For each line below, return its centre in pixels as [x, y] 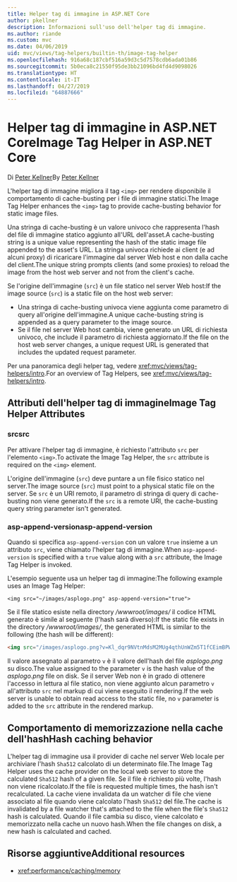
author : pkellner [33, 20]
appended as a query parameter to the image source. [95, 322]
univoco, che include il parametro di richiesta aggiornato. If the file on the [123, 337]
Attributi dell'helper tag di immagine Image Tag [112, 403]
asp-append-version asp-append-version [80, 527]
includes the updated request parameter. [77, 352]
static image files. [33, 213]
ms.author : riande [34, 34]
